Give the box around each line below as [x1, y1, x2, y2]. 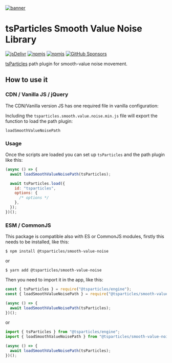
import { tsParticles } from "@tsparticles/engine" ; [5, 329, 120, 335]
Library [5, 34, 37, 46]
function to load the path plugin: [5, 118, 73, 124]
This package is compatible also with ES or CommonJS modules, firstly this [5, 234, 165, 240]
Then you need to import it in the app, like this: [5, 277, 103, 283]
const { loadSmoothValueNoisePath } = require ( [5, 291, 109, 296]
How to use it [5, 75, 48, 84]
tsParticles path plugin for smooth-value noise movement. [5, 61, 128, 67]
